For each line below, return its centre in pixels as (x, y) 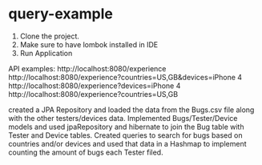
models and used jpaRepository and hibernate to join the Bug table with (126, 127)
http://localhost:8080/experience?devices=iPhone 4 (95, 86)
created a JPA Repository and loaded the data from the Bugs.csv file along (131, 110)
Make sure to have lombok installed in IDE (89, 44)
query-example (61, 14)
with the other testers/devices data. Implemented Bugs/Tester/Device (123, 118)
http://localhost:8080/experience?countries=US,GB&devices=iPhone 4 (125, 77)
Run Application (46, 53)
